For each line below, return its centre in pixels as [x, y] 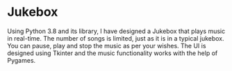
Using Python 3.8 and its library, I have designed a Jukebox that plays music [116, 31]
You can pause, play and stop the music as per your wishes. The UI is [107, 45]
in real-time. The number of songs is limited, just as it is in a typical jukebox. [116, 38]
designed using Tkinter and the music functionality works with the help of [113, 53]
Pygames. [22, 60]
